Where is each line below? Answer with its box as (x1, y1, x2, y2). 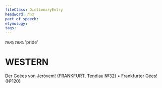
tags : (5, 26, 16, 31)
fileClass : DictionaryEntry (5, 7, 63, 12)
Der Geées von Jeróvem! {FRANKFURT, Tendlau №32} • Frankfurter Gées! (5, 73, 158, 79)
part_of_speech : (5, 16, 39, 21)
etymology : (5, 21, 28, 26)
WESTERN (5, 56, 49, 68)
